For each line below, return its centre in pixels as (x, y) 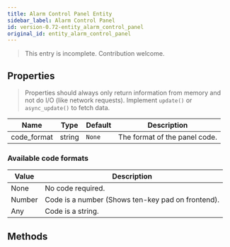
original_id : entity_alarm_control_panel (69, 34)
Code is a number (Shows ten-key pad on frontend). (132, 200)
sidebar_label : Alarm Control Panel (61, 20)
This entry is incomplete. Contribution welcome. (94, 54)
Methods (28, 236)
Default (99, 126)
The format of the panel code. (167, 137)
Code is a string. (72, 211)
